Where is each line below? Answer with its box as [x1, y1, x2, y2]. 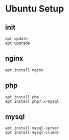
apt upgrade [5, 41, 30, 46]
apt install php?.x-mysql [5, 99, 59, 104]
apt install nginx [5, 67, 43, 73]
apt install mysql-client [5, 130, 59, 135]
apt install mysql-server [5, 126, 59, 131]
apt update [5, 36, 28, 41]
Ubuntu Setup [5, 3, 64, 15]
